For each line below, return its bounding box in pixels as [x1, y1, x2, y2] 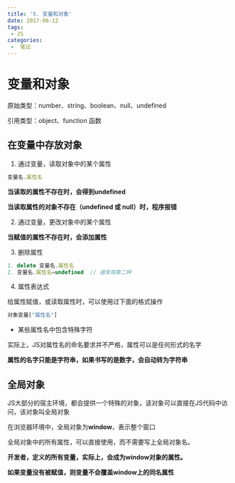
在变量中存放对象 [7, 139, 82, 152]
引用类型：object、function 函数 [7, 116, 102, 124]
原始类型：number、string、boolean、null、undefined [7, 101, 167, 110]
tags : [7, 23, 23, 31]
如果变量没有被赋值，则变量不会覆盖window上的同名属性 [7, 468, 175, 477]
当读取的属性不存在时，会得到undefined [7, 187, 126, 196]
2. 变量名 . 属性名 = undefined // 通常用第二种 [7, 268, 131, 276]
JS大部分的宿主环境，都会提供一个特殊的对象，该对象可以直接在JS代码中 [7, 399, 222, 408]
